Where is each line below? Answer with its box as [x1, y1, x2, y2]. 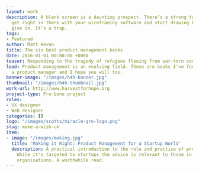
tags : [6, 31, 20, 37]
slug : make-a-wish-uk [6, 124, 60, 130]
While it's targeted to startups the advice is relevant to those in [17, 151, 192, 157]
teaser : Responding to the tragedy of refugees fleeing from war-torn [6, 58, 184, 64]
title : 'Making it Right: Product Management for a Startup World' [11, 140, 182, 147]
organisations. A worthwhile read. [17, 157, 105, 163]
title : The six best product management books [6, 47, 123, 53]
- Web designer [6, 108, 44, 113]
